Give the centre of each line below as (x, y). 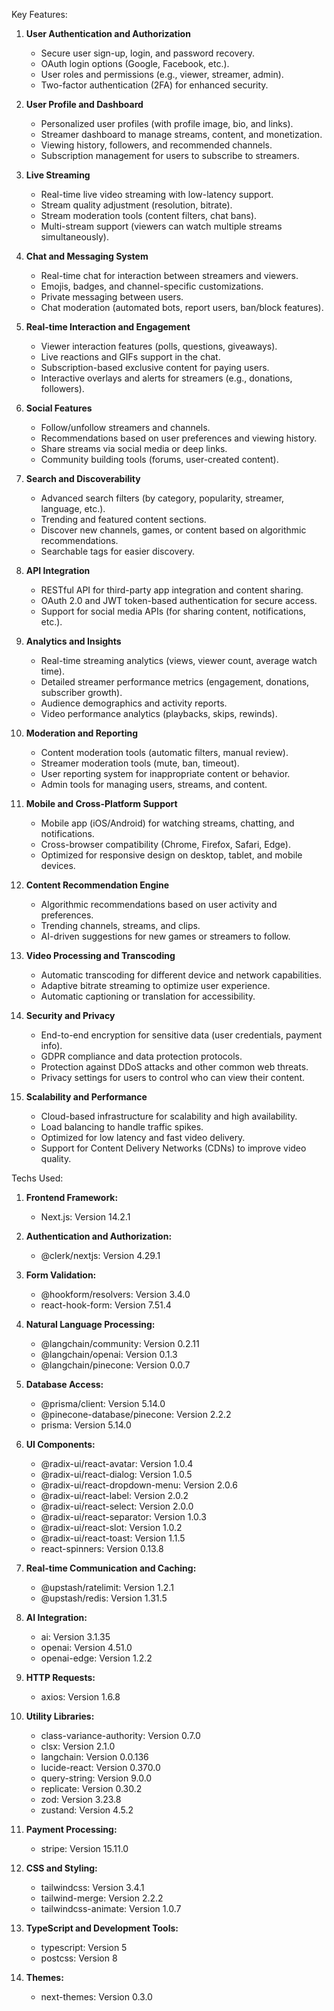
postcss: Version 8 (79, 1958)
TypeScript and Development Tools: (102, 1928)
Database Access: (64, 1384)
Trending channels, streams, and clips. (120, 925)
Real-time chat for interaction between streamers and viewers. (169, 275)
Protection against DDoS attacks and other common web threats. (174, 1067)
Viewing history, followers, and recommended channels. (156, 145)
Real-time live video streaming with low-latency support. (157, 194)
